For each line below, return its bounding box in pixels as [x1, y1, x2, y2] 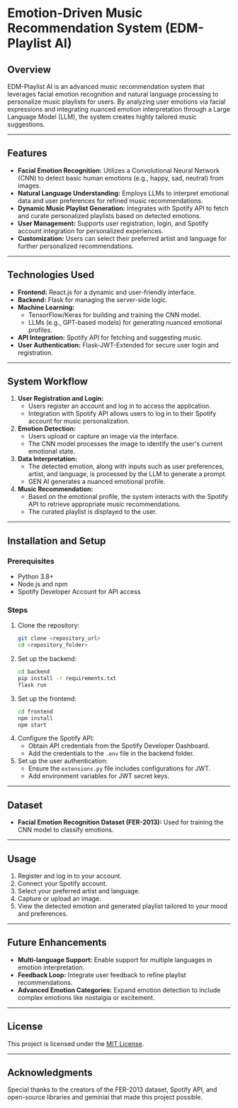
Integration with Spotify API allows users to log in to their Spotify [28, 409, 217, 418]
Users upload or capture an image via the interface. [28, 432, 179, 441]
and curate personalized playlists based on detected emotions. [17, 211, 202, 220]
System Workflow [7, 375, 89, 388]
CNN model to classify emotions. [17, 826, 114, 834]
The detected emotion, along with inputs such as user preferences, [28, 462, 225, 470]
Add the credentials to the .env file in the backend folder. [28, 749, 195, 758]
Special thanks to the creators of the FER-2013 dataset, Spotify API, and [7, 1085, 217, 1094]
